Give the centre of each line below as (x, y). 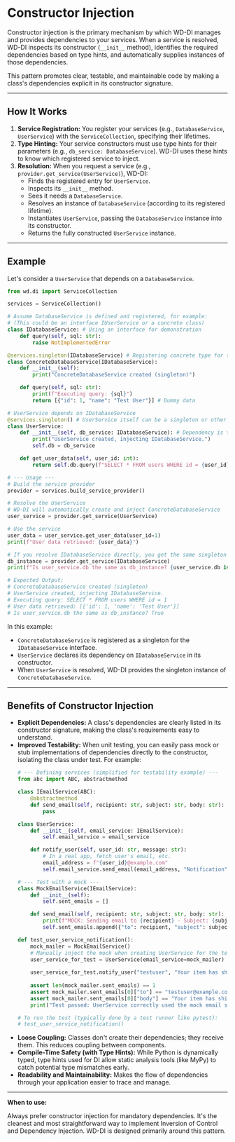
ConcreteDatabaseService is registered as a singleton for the (104, 640)
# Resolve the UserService (47, 503)
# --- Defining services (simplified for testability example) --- (117, 773)
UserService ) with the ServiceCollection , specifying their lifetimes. (114, 136)
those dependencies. (38, 62)
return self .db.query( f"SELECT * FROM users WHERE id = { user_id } (131, 465)
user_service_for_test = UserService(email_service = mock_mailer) (128, 959)
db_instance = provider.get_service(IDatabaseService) (89, 561)
